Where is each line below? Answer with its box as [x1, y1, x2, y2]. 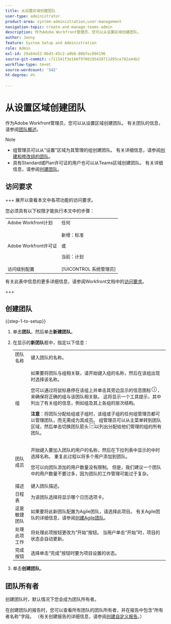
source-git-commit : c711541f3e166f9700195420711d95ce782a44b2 [5, 56, 140, 62]
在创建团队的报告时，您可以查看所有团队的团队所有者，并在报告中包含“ [5, 607, 155, 613]
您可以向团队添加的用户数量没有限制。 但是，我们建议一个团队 [30, 464, 161, 470]
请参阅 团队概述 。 [5, 126, 41, 132]
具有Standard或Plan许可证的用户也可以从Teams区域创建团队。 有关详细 [12, 159, 163, 165]
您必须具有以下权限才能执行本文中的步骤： [5, 208, 95, 214]
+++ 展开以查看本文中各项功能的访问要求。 [5, 196, 96, 203]
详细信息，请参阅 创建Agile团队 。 [39, 515, 108, 521]
